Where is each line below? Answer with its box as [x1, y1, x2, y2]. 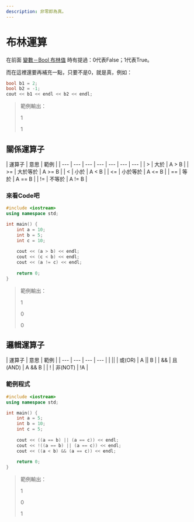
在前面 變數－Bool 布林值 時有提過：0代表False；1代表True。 [6, 56, 153, 63]
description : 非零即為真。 [6, 8, 67, 15]
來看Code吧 [6, 191, 40, 199]
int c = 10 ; [16, 238, 46, 243]
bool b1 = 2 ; [6, 80, 38, 86]
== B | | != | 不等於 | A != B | [20, 175, 88, 182]
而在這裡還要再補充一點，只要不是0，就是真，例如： [6, 69, 133, 76]
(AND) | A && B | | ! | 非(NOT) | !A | [6, 364, 89, 371]
